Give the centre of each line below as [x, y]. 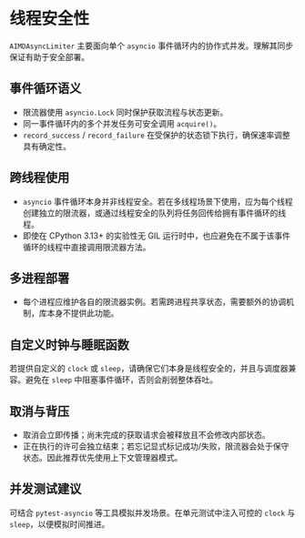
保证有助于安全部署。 [49, 56]
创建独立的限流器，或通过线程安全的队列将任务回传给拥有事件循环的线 [154, 213]
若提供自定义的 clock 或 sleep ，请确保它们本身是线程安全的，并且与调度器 [149, 369]
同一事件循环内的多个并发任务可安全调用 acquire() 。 [122, 123]
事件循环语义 [46, 89]
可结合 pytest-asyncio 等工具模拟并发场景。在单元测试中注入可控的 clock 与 [152, 513]
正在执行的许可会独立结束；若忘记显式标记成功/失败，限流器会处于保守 [156, 446]
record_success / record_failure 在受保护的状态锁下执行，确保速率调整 [157, 135]
